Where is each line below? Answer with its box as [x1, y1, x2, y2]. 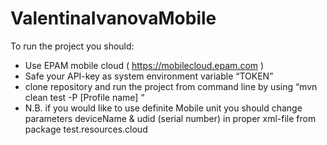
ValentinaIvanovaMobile [10, 7, 217, 30]
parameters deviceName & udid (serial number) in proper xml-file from [24, 112, 317, 124]
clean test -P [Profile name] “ [24, 91, 145, 103]
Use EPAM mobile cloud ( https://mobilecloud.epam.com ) [24, 59, 265, 71]
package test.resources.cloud [24, 123, 148, 135]
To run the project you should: [10, 40, 135, 52]
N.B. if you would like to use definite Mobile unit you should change [24, 102, 303, 114]
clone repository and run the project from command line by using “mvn [24, 80, 318, 92]
